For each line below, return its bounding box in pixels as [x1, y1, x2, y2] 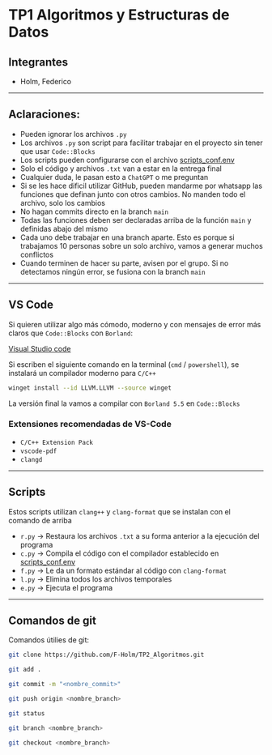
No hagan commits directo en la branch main [19, 207, 168, 216]
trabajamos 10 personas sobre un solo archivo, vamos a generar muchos [19, 241, 263, 250]
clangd [19, 455, 43, 463]
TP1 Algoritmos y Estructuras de [8, 6, 230, 24]
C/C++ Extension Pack [19, 438, 93, 446]
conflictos [19, 250, 54, 259]
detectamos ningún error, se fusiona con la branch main [19, 267, 206, 276]
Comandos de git [8, 614, 97, 627]
